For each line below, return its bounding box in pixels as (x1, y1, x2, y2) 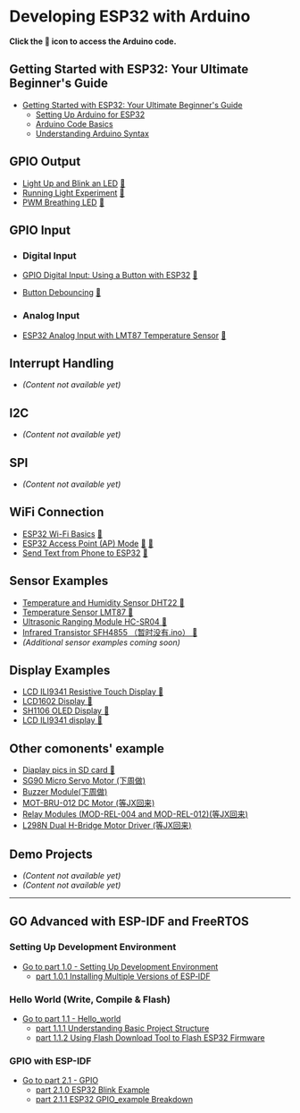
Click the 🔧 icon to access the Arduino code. (9, 36, 177, 47)
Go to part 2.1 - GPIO (21, 1075, 99, 1086)
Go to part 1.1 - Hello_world (21, 1014, 121, 1024)
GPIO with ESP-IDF (9, 1054, 92, 1066)
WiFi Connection (9, 505, 104, 520)
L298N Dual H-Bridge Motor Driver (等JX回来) (21, 820, 192, 831)
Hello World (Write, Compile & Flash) (9, 993, 171, 1006)
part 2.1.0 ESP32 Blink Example (35, 1084, 150, 1095)
